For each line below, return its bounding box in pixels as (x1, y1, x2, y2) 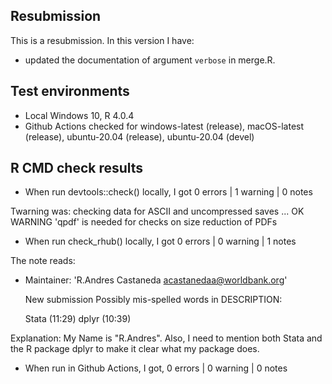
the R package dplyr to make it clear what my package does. (10, 343, 260, 355)
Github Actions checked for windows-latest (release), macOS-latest (24, 120, 305, 132)
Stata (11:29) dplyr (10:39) (24, 313, 132, 325)
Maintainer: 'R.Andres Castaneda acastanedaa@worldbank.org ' (24, 274, 288, 286)
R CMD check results (10, 160, 144, 177)
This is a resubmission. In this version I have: (10, 34, 195, 46)
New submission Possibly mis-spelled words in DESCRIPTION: (24, 294, 283, 306)
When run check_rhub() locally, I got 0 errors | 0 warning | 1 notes (24, 235, 297, 248)
